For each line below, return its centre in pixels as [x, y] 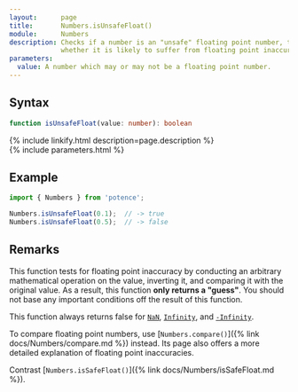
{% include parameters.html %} [67, 149]
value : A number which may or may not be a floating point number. [145, 67]
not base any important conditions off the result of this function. [126, 299]
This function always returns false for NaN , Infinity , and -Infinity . [132, 317]
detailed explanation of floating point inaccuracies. [102, 352]
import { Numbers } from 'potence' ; [77, 198]
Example [34, 177]
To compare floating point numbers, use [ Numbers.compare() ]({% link [134, 333]
